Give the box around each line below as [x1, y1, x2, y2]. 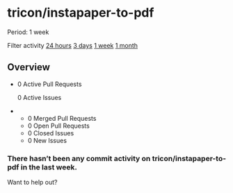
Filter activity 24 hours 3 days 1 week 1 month [7, 41, 138, 49]
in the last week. [20, 162, 78, 171]
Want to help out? [7, 178, 58, 187]
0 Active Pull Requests [17, 80, 82, 88]
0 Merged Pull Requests [27, 114, 97, 122]
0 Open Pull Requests [27, 121, 90, 130]
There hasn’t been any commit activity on [7, 153, 151, 163]
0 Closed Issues [27, 128, 74, 137]
